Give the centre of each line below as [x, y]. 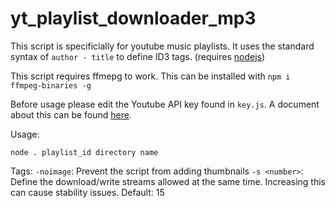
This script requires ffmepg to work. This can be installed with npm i [150, 76]
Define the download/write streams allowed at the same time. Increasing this [168, 181]
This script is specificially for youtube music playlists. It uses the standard [162, 46]
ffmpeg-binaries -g [51, 85]
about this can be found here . [71, 114]
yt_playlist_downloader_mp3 [133, 18]
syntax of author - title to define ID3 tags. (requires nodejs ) [138, 56]
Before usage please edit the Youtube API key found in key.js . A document [165, 104]
